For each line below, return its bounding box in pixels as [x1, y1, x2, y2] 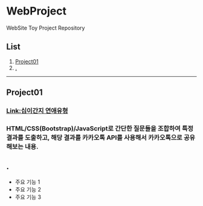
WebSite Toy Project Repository [6, 24, 85, 31]
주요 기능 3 [14, 193, 41, 201]
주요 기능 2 [14, 185, 41, 193]
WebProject [6, 4, 67, 18]
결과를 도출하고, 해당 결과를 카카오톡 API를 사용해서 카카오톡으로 [6, 133, 182, 141]
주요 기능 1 [14, 178, 40, 185]
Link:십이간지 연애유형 [6, 107, 68, 115]
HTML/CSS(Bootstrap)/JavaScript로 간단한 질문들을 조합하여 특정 [6, 124, 194, 132]
